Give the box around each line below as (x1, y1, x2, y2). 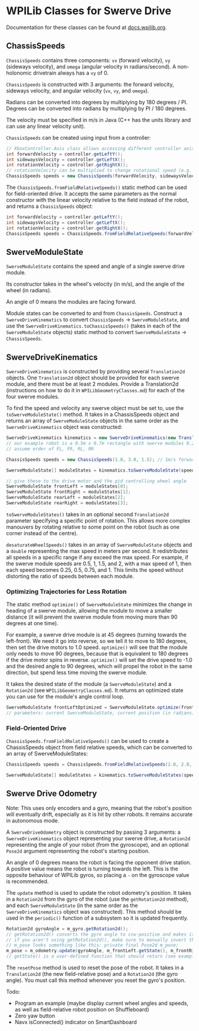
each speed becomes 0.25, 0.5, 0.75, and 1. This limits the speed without (6, 566, 184, 573)
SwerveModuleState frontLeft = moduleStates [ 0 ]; (6, 484, 129, 489)
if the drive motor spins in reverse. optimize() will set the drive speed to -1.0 (6, 657, 192, 664)
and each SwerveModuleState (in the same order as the (6, 902, 138, 909)
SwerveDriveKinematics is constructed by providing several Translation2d (6, 368, 185, 375)
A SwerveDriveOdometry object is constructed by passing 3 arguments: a (6, 828, 181, 835)
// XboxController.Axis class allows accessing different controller (6, 145, 182, 152)
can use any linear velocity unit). (6, 123, 86, 130)
